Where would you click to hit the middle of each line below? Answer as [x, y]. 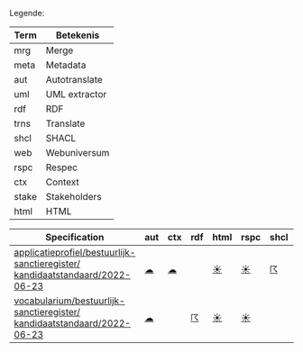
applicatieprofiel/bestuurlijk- [75, 253]
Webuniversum [78, 153]
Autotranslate [74, 80]
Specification [75, 237]
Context [62, 182]
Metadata [66, 65]
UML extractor [76, 94]
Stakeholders [73, 197]
